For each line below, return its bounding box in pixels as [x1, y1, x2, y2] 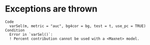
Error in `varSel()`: [9, 32, 53, 37]
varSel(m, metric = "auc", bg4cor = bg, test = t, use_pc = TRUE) [9, 23, 146, 29]
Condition [5, 28, 25, 32]
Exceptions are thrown [5, 3, 98, 15]
